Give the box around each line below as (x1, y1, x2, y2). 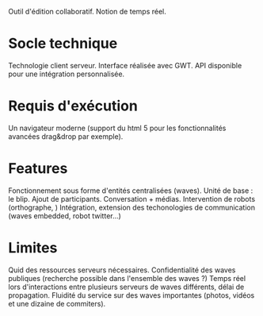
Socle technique (8, 35, 118, 52)
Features (8, 160, 68, 178)
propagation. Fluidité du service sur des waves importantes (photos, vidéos (8, 290, 255, 300)
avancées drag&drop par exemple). (8, 131, 124, 141)
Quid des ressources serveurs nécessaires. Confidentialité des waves (8, 265, 236, 275)
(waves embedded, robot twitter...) (8, 210, 121, 221)
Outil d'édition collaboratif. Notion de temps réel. (8, 7, 166, 16)
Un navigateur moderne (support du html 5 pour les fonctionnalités (8, 123, 227, 133)
